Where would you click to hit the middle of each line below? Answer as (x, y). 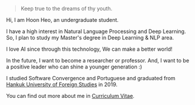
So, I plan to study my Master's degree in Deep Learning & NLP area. (90, 37)
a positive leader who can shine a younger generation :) (74, 67)
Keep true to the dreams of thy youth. (66, 9)
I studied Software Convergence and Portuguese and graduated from (91, 78)
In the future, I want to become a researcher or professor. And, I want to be (98, 60)
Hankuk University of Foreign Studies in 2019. (62, 84)
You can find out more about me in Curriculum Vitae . (70, 96)
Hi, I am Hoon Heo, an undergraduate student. (63, 20)
